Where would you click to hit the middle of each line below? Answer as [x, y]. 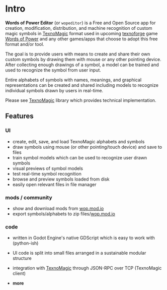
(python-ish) [25, 243]
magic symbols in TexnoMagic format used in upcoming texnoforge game [81, 33]
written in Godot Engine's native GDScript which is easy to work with [83, 238]
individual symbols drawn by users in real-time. [54, 90]
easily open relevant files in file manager [54, 184]
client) [19, 273]
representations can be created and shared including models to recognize [82, 85]
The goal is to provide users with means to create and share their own [78, 54]
